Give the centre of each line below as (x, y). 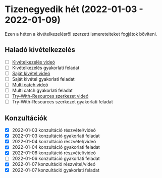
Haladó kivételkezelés (40, 50)
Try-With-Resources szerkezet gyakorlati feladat (62, 102)
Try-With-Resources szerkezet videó (50, 96)
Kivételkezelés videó (33, 62)
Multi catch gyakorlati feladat (42, 91)
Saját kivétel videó (31, 73)
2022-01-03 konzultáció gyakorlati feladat (56, 136)
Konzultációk (26, 118)
